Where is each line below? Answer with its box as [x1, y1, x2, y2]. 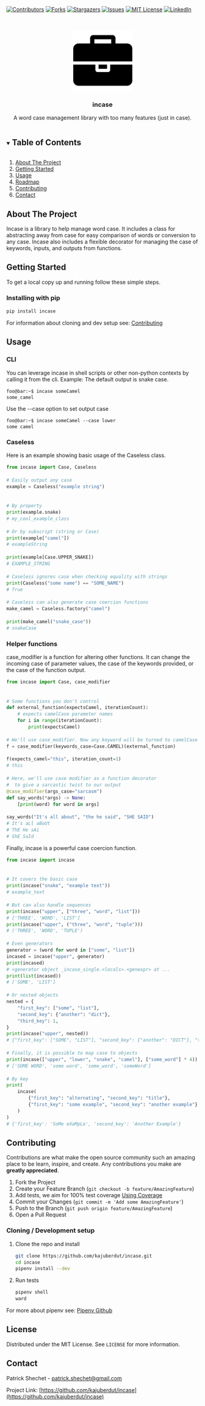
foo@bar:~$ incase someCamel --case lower [6, 417, 116, 424]
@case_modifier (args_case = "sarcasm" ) [6, 788, 103, 795]
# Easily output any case [6, 477, 72, 483]
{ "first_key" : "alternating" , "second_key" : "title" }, [28, 1095, 171, 1101]
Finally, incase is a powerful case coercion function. [6, 844, 137, 851]
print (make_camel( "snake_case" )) [6, 618, 92, 625]
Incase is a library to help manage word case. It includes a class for [6, 225, 176, 232]
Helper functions [6, 640, 58, 648]
